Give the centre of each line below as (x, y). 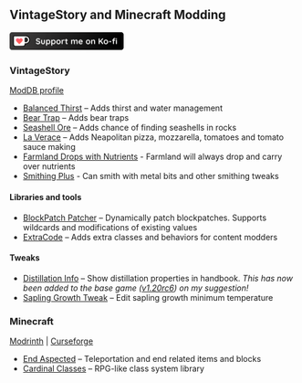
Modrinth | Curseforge (52, 341)
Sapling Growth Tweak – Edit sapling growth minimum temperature (148, 297)
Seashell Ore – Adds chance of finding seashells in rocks (130, 128)
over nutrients (49, 166)
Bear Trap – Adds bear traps (76, 118)
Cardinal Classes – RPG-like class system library (114, 368)
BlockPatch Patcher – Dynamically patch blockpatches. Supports (145, 218)
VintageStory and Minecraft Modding (118, 15)
